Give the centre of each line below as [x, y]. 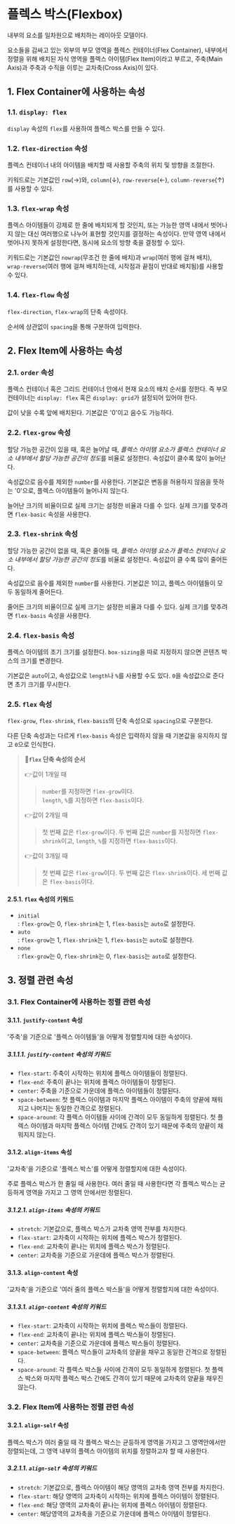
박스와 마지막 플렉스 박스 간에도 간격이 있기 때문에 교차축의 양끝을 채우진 [124, 1378]
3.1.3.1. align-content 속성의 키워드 [57, 1307]
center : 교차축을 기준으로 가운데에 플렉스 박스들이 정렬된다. [99, 1343]
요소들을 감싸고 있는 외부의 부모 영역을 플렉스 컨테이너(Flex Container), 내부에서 [117, 50]
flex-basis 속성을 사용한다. [53, 615]
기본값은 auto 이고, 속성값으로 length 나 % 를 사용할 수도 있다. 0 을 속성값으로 [109, 676]
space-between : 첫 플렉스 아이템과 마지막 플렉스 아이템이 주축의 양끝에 [114, 1100]
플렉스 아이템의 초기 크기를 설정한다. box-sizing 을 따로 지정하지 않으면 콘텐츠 [114, 652]
